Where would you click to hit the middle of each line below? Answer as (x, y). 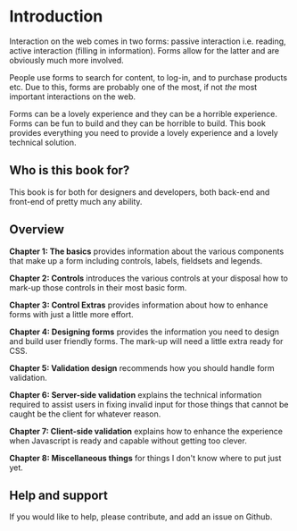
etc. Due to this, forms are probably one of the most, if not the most (133, 87)
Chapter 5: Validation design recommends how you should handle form (142, 367)
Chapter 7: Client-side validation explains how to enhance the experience (146, 431)
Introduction (56, 17)
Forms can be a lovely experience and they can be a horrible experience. (144, 114)
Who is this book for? (70, 170)
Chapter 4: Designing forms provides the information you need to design (144, 332)
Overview (37, 230)
